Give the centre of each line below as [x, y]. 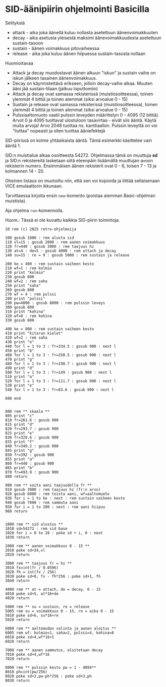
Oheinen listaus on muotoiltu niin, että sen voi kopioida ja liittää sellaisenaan [83, 181]
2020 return [17, 555]
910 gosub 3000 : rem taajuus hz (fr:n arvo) [53, 490]
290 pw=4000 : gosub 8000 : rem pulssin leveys [55, 303]
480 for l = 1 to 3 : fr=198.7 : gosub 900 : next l [61, 364]
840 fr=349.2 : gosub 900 [32, 446]
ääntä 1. [13, 145]
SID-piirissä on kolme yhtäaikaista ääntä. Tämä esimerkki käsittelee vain [79, 140]
